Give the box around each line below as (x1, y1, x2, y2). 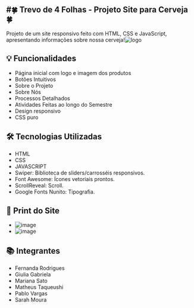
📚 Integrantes (6, 245, 61, 256)
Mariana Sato (14, 277, 48, 285)
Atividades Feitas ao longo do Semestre (14, 101, 112, 108)
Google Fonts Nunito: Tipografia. (14, 188, 95, 195)
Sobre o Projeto (14, 82, 54, 89)
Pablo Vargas (14, 290, 48, 297)
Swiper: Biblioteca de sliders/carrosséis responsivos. (14, 169, 145, 176)
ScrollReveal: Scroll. (14, 182, 64, 189)
